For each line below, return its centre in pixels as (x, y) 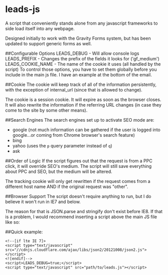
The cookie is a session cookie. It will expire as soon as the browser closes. (83, 100)
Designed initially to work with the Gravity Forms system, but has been (78, 38)
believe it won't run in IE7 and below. (43, 202)
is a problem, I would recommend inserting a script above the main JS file (81, 217)
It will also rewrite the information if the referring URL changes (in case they (83, 105)
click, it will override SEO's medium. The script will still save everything (78, 166)
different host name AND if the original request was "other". (67, 187)
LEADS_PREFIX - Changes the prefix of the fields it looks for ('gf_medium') (82, 58)
